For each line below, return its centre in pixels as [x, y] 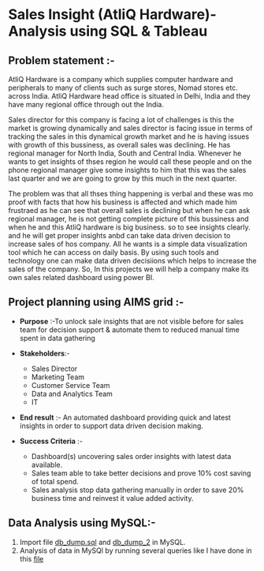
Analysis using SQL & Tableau [108, 31]
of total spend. [55, 481]
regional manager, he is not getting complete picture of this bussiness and [129, 219]
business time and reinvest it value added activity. [112, 498]
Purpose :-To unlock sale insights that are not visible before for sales [132, 321]
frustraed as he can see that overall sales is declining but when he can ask [129, 210]
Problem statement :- [62, 60]
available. [47, 465]
